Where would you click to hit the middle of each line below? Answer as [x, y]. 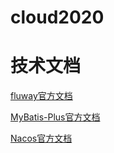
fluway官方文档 [41, 96]
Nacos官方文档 [41, 138]
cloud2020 [57, 17]
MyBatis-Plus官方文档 [55, 117]
